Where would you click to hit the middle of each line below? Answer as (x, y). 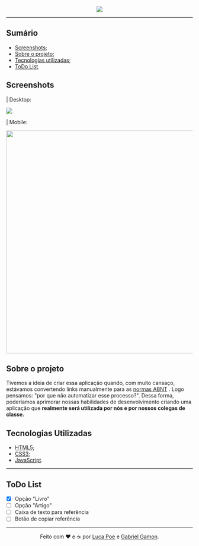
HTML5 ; (25, 447)
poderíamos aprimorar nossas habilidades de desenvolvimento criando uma (99, 402)
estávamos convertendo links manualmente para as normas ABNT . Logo (95, 389)
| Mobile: (17, 122)
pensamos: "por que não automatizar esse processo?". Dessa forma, (90, 396)
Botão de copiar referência (47, 519)
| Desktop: (19, 99)
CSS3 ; (23, 454)
